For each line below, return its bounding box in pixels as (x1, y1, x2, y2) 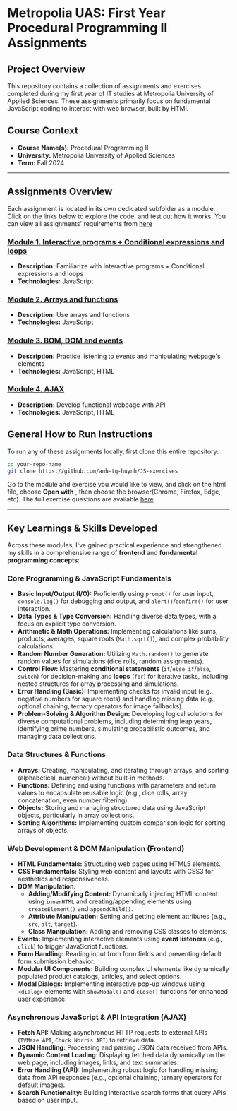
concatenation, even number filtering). (17, 796, 129, 804)
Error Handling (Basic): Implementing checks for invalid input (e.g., (17, 687, 214, 696)
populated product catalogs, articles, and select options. (17, 973, 182, 981)
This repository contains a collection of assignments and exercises (7, 82, 202, 90)
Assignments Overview (7, 186, 113, 198)
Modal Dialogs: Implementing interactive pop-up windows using (17, 980, 205, 988)
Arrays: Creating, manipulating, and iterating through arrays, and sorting (17, 766, 229, 774)
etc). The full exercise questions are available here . (7, 495, 156, 504)
